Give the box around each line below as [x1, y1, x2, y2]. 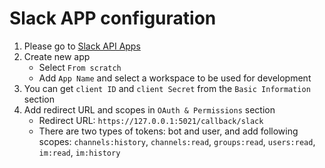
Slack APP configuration [9, 7, 217, 30]
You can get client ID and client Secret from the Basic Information [23, 82, 311, 94]
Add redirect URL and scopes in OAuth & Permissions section [23, 103, 276, 116]
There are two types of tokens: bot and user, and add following [38, 125, 299, 137]
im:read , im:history [38, 146, 121, 158]
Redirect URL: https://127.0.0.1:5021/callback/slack [38, 114, 264, 126]
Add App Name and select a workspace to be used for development [38, 72, 312, 84]
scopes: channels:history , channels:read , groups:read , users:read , [38, 135, 316, 147]
